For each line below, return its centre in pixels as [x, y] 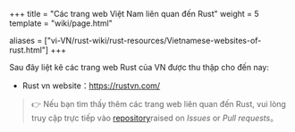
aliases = [26, 41]
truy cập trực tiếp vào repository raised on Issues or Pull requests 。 [155, 118]
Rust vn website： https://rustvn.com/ [91, 86]
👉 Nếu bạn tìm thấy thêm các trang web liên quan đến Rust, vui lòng [158, 104]
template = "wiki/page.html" [61, 23]
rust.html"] [29, 50]
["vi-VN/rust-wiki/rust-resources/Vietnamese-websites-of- [153, 41]
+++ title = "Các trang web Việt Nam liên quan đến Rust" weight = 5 [134, 14]
